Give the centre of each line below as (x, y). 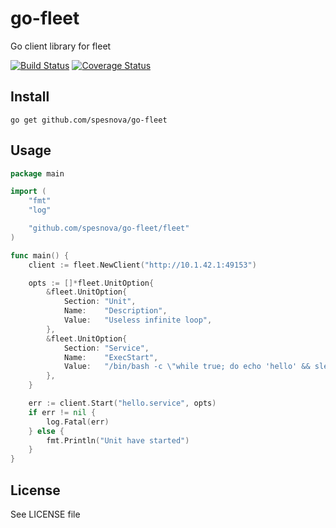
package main (37, 173)
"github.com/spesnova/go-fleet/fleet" (109, 228)
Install (30, 97)
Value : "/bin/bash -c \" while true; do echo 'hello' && (187, 367)
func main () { (40, 255)
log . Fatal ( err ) (78, 422)
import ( (28, 192)
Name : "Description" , (115, 311)
